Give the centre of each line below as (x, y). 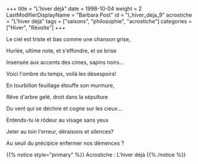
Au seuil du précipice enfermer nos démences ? (65, 143)
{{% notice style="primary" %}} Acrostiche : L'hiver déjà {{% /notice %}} (96, 155)
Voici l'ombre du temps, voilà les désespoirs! (61, 74)
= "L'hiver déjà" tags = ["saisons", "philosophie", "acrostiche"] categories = (99, 21)
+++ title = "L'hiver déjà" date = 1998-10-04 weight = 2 (74, 9)
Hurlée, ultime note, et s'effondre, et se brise (61, 51)
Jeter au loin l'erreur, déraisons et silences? (60, 131)
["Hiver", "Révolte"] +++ (36, 27)
